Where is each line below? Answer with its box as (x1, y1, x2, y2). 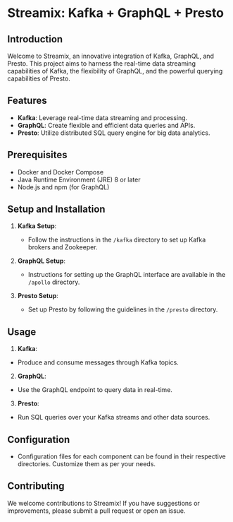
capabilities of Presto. (7, 74, 70, 83)
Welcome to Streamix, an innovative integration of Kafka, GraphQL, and (7, 52, 215, 60)
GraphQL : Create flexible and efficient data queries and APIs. (17, 121, 196, 129)
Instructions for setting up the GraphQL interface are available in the (27, 271, 226, 279)
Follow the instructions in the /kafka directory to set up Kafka (27, 235, 206, 244)
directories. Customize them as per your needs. (17, 460, 156, 468)
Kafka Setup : (17, 222, 57, 230)
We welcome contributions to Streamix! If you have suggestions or (7, 499, 201, 507)
